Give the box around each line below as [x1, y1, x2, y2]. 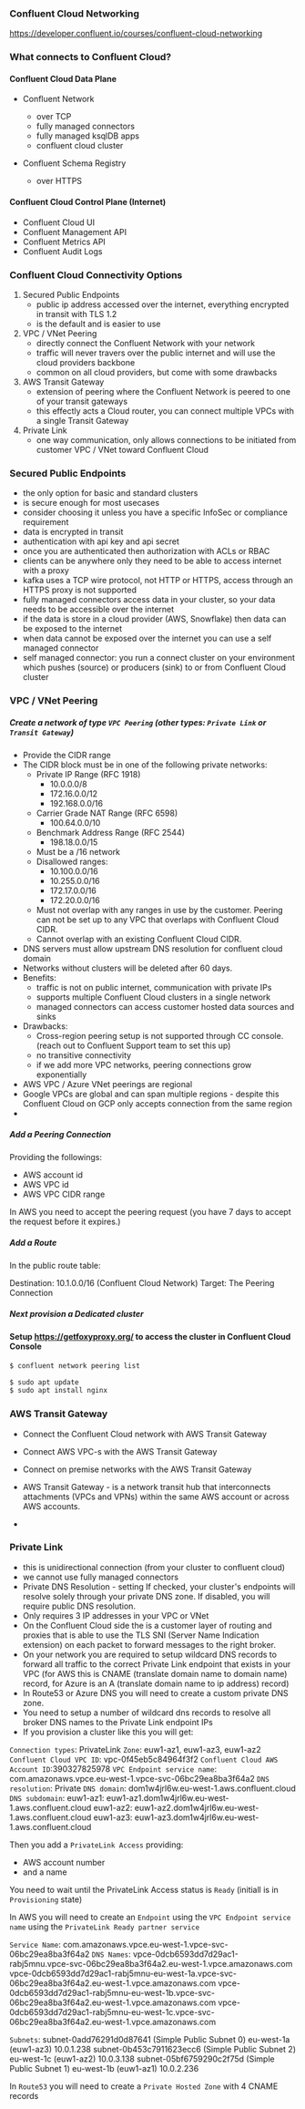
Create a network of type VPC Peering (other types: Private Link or [9, 716, 267, 727]
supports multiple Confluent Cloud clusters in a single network [36, 992, 271, 1003]
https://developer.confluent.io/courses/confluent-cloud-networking [9, 28, 263, 39]
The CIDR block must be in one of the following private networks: [22, 759, 268, 770]
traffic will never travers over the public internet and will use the [36, 347, 276, 358]
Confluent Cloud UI [22, 217, 96, 228]
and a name [22, 1867, 67, 1878]
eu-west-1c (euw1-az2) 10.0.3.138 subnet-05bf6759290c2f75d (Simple [9, 2053, 275, 2064]
